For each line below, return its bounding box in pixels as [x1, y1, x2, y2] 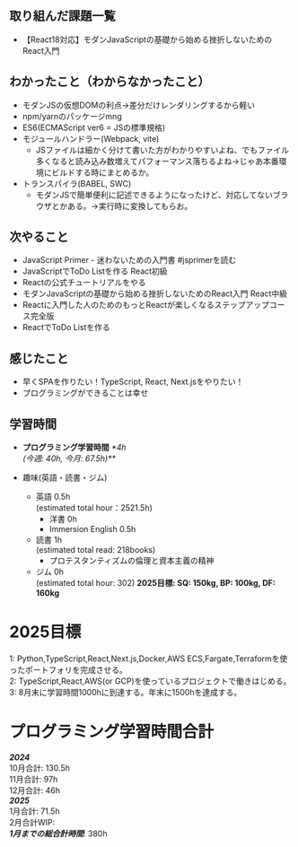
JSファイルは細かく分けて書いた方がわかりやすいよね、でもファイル [35, 144, 290, 155]
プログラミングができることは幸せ [22, 388, 149, 398]
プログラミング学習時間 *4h [22, 442, 127, 453]
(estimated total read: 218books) [35, 545, 156, 555]
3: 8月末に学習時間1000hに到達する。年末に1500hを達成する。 [9, 687, 242, 697]
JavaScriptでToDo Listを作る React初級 [22, 266, 168, 276]
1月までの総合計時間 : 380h [9, 828, 108, 839]
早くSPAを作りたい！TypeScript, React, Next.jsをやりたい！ [22, 376, 244, 388]
